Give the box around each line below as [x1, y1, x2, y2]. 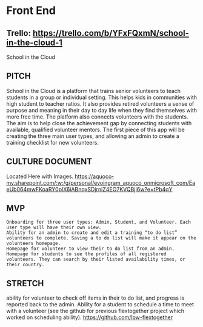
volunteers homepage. [6, 241, 61, 247]
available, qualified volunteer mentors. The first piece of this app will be [6, 126, 185, 133]
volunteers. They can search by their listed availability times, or [6, 256, 186, 263]
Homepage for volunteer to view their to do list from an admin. [6, 246, 175, 252]
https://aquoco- [75, 173, 115, 180]
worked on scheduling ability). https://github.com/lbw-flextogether [6, 314, 173, 321]
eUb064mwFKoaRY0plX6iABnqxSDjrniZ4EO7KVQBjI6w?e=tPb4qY [6, 185, 173, 193]
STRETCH [6, 278, 44, 289]
